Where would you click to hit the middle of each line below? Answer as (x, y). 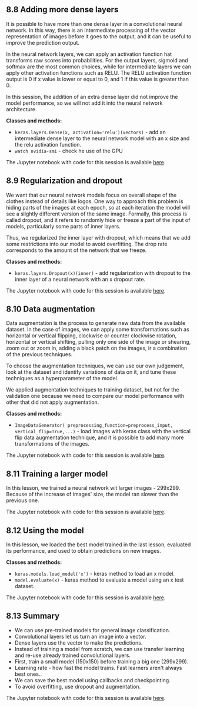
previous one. (23, 500)
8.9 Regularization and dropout (64, 181)
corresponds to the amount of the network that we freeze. (76, 250)
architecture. (21, 109)
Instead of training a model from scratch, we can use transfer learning (99, 649)
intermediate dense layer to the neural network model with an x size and (102, 138)
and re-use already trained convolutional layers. (73, 655)
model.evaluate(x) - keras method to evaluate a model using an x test (99, 580)
